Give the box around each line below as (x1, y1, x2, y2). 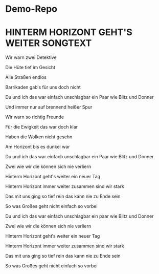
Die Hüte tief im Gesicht (5, 65, 55, 71)
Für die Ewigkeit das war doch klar (5, 124, 78, 130)
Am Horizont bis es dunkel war (5, 144, 70, 150)
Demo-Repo (5, 3, 58, 15)
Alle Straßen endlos (5, 74, 47, 80)
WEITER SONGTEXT (5, 37, 92, 49)
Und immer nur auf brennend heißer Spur (5, 104, 93, 110)
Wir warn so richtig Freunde (5, 114, 64, 120)
